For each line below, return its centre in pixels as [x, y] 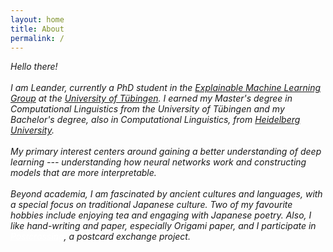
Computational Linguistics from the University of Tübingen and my [147, 109]
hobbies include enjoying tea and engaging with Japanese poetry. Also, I [161, 215]
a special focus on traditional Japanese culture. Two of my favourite [151, 205]
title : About [37, 29]
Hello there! [34, 67]
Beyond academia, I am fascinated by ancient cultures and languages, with [166, 194]
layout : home [37, 19]
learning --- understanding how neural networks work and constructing [158, 162]
